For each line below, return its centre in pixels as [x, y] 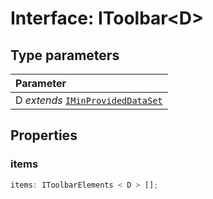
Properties [44, 135]
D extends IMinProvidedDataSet [89, 100]
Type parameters [65, 55]
